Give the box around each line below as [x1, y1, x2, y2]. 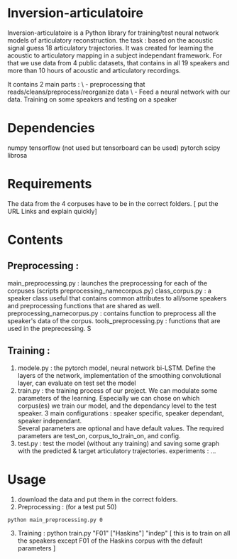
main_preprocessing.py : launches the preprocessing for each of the [7, 278, 208, 287]
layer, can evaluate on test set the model [17, 379, 136, 387]
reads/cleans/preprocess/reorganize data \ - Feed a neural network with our [7, 87, 231, 96]
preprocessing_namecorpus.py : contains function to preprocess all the [7, 309, 216, 318]
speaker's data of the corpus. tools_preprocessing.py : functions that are [7, 316, 221, 325]
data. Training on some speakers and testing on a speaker [7, 94, 177, 104]
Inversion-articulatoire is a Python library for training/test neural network [7, 28, 219, 37]
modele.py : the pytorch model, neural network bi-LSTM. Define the [17, 364, 216, 372]
